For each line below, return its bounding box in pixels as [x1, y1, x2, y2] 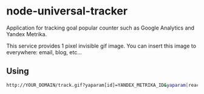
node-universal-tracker [6, 4, 128, 18]
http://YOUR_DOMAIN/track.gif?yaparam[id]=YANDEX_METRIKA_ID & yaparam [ [6, 82, 189, 88]
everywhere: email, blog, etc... [6, 48, 82, 55]
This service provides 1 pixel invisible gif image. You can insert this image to [6, 42, 196, 49]
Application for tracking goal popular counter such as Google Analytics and [6, 24, 195, 31]
